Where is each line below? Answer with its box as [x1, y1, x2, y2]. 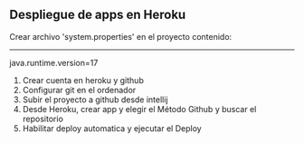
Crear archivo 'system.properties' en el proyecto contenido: [9, 31, 233, 42]
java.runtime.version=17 [9, 57, 99, 68]
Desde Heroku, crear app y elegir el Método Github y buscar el [22, 103, 257, 114]
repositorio [22, 113, 63, 124]
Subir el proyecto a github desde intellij [22, 94, 169, 105]
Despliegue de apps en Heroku [9, 7, 186, 23]
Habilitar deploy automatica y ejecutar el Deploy [22, 122, 202, 134]
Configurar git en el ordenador [22, 84, 137, 95]
